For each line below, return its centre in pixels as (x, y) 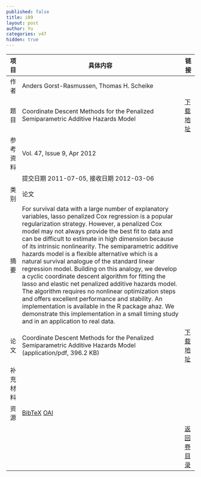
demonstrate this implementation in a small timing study (100, 314)
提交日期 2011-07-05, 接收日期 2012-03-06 (88, 178)
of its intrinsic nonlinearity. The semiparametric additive (100, 246)
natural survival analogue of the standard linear (88, 261)
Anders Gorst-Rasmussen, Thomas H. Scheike (88, 86)
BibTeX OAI (38, 413)
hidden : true (22, 40)
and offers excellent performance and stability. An (92, 299)
